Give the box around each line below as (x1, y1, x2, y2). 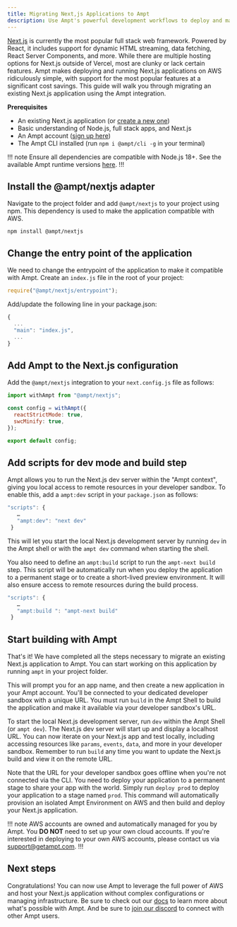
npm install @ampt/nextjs (7, 228, 83, 235)
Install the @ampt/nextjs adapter (7, 180, 155, 192)
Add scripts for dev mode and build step (7, 457, 187, 469)
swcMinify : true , (13, 418, 65, 425)
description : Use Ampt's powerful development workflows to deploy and (7, 17, 222, 24)
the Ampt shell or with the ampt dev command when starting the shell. (7, 544, 209, 552)
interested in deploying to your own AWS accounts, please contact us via (7, 835, 220, 844)
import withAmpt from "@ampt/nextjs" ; (7, 392, 121, 400)
